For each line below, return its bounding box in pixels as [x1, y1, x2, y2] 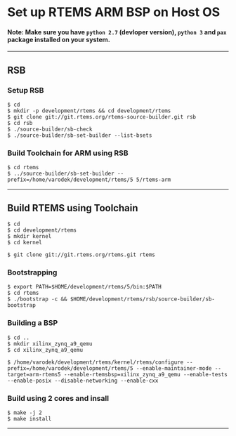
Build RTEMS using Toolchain [7, 202, 138, 214]
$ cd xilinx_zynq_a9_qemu [7, 346, 83, 353]
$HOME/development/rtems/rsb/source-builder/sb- [70, 296, 216, 303]
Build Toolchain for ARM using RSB [7, 148, 129, 158]
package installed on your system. [7, 35, 110, 44]
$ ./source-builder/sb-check [7, 126, 93, 133]
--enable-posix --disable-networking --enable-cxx [7, 377, 159, 384]
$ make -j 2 [7, 409, 42, 416]
